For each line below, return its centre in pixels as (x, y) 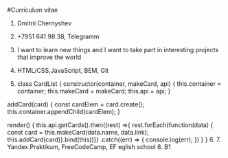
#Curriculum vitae (33, 10)
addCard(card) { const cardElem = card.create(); (76, 104)
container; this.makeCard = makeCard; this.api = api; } (94, 91)
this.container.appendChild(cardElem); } (64, 112)
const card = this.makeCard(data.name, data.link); (78, 132)
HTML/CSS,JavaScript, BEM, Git (62, 70)
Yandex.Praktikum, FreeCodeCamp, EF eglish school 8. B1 (89, 147)
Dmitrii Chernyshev (44, 23)
